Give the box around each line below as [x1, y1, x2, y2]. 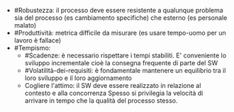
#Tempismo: [13, 44, 51, 52]
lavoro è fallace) [13, 36, 62, 45]
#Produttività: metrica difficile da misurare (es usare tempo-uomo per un [13, 28, 227, 37]
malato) [13, 21, 37, 29]
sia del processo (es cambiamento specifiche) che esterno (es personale [13, 13, 228, 22]
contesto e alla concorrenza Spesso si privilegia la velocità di [24, 89, 204, 97]
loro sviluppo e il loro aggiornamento [24, 74, 133, 82]
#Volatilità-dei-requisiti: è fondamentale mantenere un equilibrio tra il [24, 67, 226, 74]
